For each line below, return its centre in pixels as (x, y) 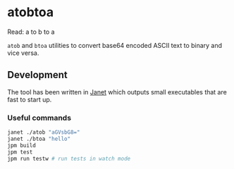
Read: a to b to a (31, 32)
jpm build (22, 145)
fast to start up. (30, 99)
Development (38, 75)
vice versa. (23, 53)
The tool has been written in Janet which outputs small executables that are (117, 92)
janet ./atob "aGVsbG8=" (44, 132)
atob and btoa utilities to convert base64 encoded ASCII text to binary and (115, 45)
